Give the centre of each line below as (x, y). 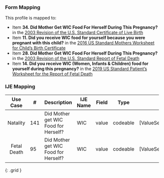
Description (58, 102)
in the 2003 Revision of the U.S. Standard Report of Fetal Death (76, 59)
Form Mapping (23, 7)
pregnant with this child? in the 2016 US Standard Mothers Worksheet (83, 43)
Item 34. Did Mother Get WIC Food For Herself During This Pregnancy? (85, 27)
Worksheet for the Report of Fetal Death (52, 74)
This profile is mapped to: (31, 18)
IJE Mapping (20, 87)
